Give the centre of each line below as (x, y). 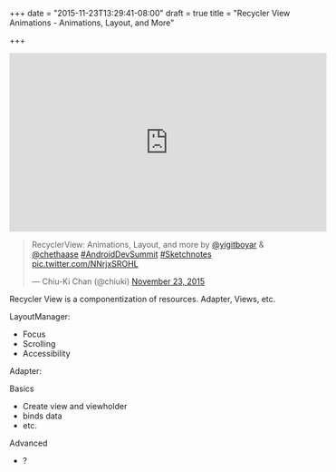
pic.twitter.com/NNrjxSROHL (85, 264)
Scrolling (39, 344)
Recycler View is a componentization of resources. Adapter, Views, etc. (143, 299)
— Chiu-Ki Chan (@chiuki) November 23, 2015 (118, 281)
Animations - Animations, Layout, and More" (92, 23)
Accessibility (46, 354)
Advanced (29, 443)
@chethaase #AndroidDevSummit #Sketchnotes (121, 254)
